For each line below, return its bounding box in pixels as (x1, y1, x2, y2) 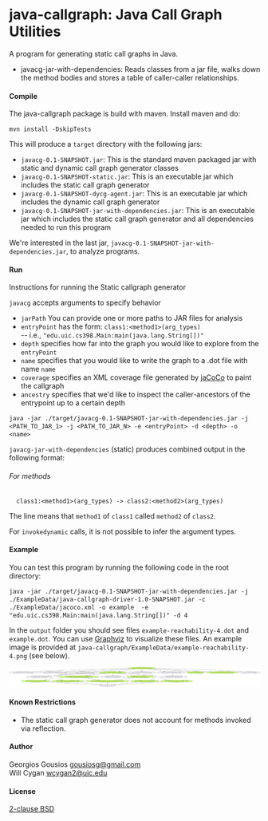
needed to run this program (20, 223, 111, 232)
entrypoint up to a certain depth (20, 398, 126, 408)
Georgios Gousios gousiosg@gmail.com (9, 760, 141, 769)
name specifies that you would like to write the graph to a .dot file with (20, 356, 248, 365)
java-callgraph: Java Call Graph (9, 6, 223, 24)
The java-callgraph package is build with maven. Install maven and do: (9, 109, 241, 119)
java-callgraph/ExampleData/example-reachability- (77, 644, 250, 652)
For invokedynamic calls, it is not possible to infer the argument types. (9, 527, 236, 536)
